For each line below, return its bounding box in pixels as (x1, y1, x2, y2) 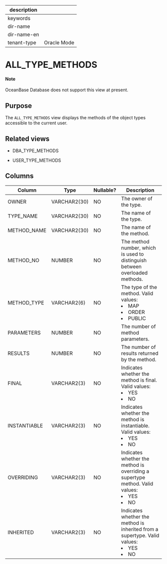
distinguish (121, 257, 147, 264)
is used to (121, 251, 144, 258)
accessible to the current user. (5, 120, 68, 126)
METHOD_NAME (7, 227, 47, 234)
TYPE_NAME (7, 212, 38, 219)
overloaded (121, 269, 148, 276)
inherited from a (121, 526, 159, 533)
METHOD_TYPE (7, 299, 45, 306)
